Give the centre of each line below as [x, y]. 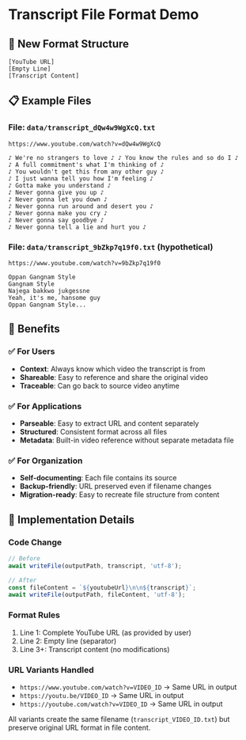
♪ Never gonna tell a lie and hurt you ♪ [78, 227]
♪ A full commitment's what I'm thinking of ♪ [86, 165]
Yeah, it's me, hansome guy [55, 298]
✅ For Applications [45, 406]
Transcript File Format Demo [104, 15]
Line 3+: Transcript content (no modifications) [95, 649]
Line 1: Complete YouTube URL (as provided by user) [106, 632]
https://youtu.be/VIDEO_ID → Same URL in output [102, 695]
